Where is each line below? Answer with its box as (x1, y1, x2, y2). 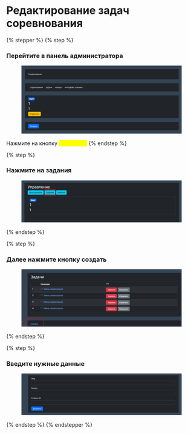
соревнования (6, 16, 83, 30)
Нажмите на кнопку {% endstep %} (6, 140, 127, 147)
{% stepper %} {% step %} (6, 36, 74, 44)
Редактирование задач (6, 4, 130, 18)
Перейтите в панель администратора (6, 51, 123, 60)
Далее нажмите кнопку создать (6, 255, 107, 264)
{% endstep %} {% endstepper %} (6, 421, 92, 429)
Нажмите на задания (6, 166, 72, 175)
